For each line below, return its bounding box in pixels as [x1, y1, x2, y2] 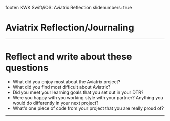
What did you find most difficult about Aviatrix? [12, 84, 111, 90]
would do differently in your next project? [12, 100, 99, 106]
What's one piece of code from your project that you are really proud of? [12, 105, 164, 111]
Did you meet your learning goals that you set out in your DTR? [12, 89, 144, 95]
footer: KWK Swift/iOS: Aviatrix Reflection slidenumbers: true [5, 5, 132, 10]
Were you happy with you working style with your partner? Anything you [12, 94, 163, 100]
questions [5, 62, 49, 74]
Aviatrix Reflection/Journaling [5, 22, 134, 33]
